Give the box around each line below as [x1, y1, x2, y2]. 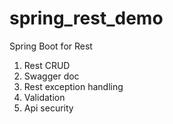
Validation [23, 91, 66, 103]
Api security [23, 102, 74, 114]
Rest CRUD [23, 59, 71, 71]
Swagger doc [23, 70, 80, 82]
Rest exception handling [23, 80, 124, 92]
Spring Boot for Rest [9, 40, 93, 52]
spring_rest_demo [9, 7, 164, 30]
